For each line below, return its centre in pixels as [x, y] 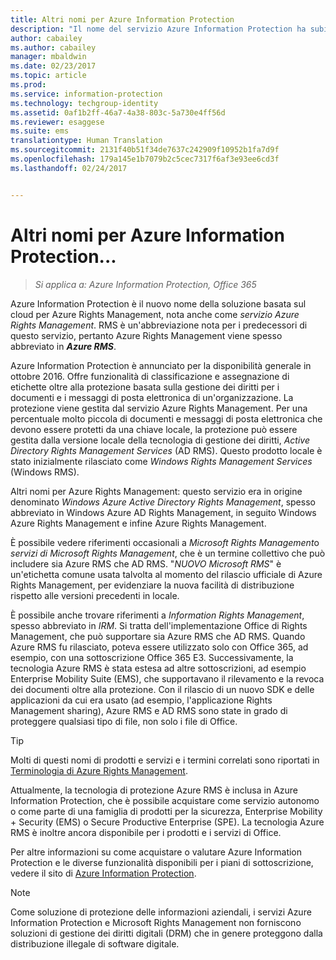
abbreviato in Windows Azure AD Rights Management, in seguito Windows [163, 512]
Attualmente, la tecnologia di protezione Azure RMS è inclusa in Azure [154, 790]
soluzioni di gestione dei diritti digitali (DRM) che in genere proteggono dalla [166, 933]
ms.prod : [28, 85]
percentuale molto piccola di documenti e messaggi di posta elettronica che [166, 418]
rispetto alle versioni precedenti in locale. [95, 595]
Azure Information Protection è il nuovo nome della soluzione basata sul [158, 303]
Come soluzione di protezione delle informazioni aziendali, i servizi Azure [161, 912]
